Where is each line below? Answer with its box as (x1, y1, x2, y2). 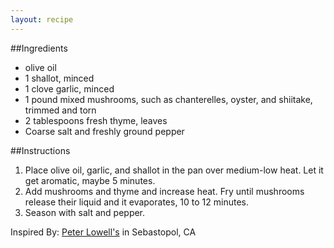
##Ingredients (10, 42, 68, 54)
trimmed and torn (24, 104, 97, 116)
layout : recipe (10, 14, 74, 25)
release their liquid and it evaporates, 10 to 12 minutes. (24, 196, 249, 208)
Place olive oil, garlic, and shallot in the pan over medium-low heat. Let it (24, 164, 324, 176)
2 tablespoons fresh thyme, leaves (24, 114, 168, 126)
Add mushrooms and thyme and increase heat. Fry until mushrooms (24, 185, 305, 197)
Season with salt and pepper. (24, 206, 146, 218)
